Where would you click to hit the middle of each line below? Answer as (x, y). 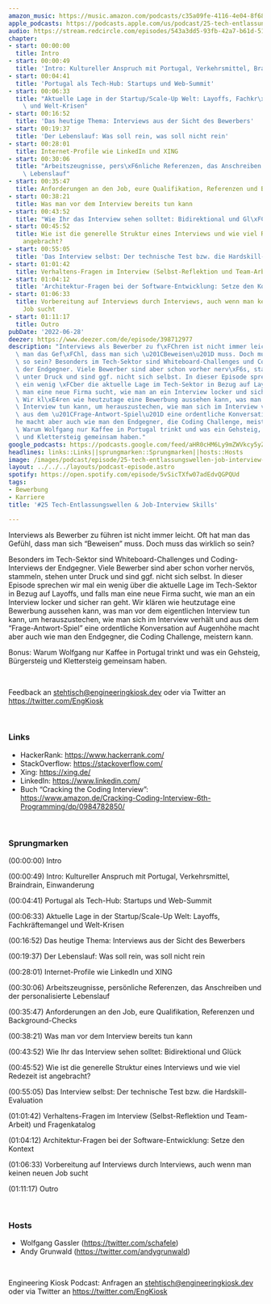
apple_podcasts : (35, 23)
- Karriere (27, 497)
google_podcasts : (38, 445)
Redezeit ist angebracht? (50, 1076)
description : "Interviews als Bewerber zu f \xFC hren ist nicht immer (128, 347)
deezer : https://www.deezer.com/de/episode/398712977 (101, 339)
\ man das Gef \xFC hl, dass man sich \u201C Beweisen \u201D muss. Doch (135, 354)
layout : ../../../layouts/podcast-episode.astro (92, 467)
